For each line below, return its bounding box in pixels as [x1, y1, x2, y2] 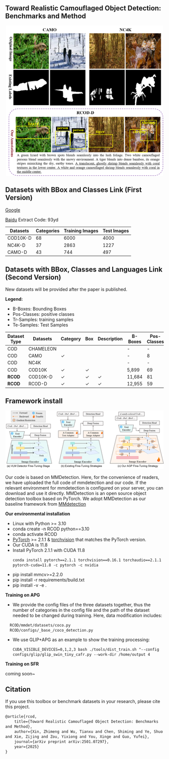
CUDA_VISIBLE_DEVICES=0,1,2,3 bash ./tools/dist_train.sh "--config [12, 647, 159, 652]
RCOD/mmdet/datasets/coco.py [10, 623, 71, 628]
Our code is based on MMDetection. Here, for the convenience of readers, [5, 474, 159, 480]
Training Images [63, 228, 99, 234]
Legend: [5, 296, 23, 302]
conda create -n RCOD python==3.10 [12, 526, 90, 532]
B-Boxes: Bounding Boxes [12, 306, 67, 312]
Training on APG [5, 592, 40, 598]
